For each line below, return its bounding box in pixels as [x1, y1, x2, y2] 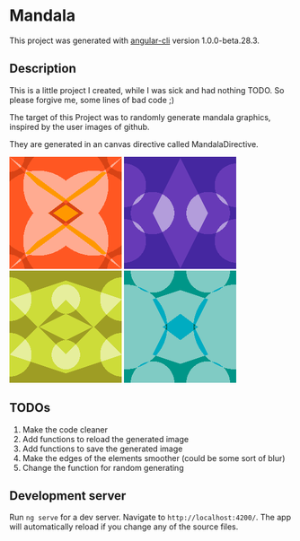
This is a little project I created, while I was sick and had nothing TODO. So [9, 84, 285, 95]
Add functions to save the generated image [22, 443, 183, 454]
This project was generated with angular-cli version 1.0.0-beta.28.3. [9, 35, 260, 46]
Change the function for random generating [22, 462, 184, 473]
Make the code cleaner [22, 423, 109, 435]
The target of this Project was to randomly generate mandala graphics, [9, 111, 271, 122]
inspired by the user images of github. [9, 121, 150, 132]
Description [9, 61, 76, 76]
